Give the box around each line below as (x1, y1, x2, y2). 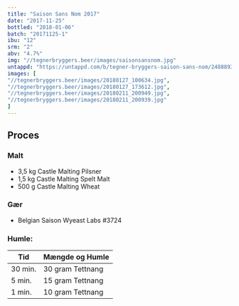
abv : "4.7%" (7, 51, 43, 58)
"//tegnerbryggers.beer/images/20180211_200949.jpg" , (7, 90, 171, 97)
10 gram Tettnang (43, 287, 104, 297)
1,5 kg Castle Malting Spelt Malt (17, 174, 110, 183)
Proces (7, 130, 40, 142)
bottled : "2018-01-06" (7, 23, 75, 31)
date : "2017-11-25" (7, 17, 65, 24)
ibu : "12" (7, 37, 37, 44)
